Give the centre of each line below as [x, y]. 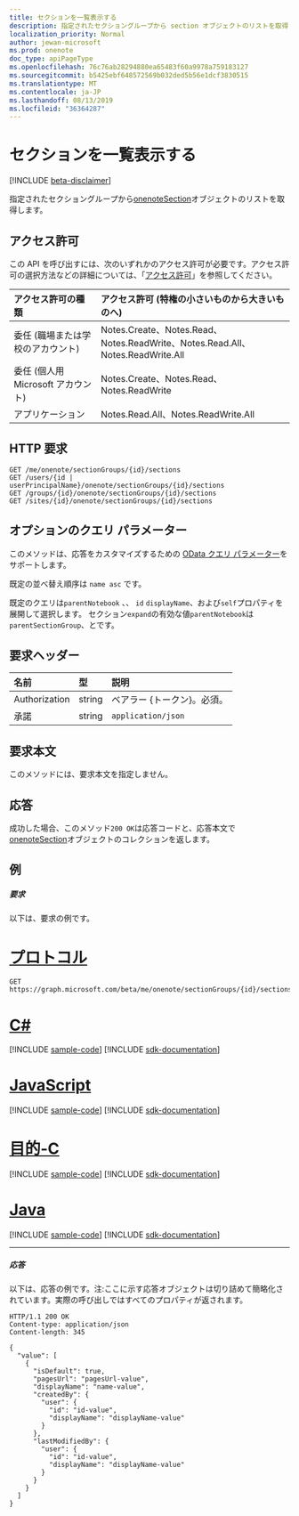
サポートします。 [40, 564]
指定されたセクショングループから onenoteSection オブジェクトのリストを [143, 199]
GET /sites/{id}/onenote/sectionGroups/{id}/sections [111, 501]
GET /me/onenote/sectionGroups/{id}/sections [95, 470]
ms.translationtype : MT [53, 84]
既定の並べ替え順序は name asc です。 [78, 583]
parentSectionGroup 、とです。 [65, 625]
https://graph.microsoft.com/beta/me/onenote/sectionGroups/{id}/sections [151, 990]
